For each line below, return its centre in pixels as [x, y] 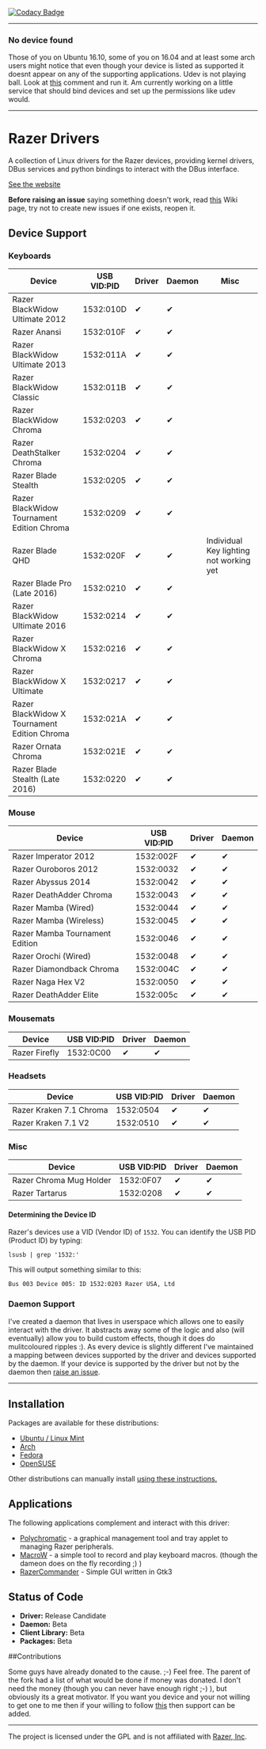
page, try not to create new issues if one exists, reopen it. [102, 208]
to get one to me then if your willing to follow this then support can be [122, 1705]
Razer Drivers [54, 139]
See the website [34, 184]
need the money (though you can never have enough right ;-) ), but [118, 1689]
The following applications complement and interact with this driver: [119, 1523]
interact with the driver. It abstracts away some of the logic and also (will [127, 1330]
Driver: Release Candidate [63, 1616]
